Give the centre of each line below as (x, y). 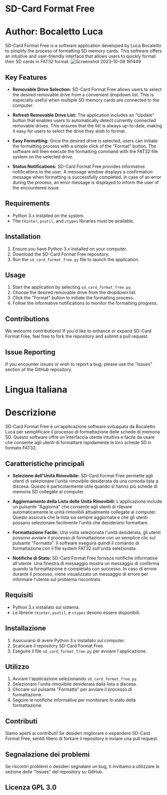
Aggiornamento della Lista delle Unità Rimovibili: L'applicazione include (87, 501)
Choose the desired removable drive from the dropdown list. (74, 292)
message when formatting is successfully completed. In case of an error (87, 177)
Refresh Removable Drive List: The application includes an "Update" (83, 115)
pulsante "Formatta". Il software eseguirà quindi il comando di (76, 543)
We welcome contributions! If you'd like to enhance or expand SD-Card (78, 331)
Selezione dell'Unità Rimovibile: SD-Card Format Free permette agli (83, 475)
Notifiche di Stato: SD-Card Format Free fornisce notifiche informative (85, 558)
